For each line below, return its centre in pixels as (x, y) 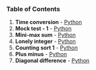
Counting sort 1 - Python (46, 48)
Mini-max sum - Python (45, 35)
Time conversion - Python (48, 22)
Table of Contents (33, 9)
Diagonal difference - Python (52, 61)
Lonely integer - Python (45, 42)
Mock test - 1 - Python (43, 28)
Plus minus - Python (41, 54)
